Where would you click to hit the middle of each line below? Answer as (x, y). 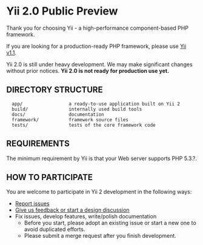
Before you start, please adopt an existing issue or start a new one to (110, 223)
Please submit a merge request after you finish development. (100, 236)
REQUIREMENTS (38, 144)
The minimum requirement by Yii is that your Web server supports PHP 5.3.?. (102, 158)
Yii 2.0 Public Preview (62, 11)
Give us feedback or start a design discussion (72, 210)
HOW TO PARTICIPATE (49, 177)
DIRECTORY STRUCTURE (55, 90)
